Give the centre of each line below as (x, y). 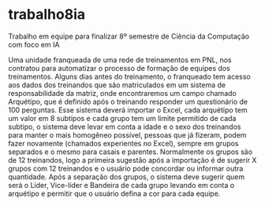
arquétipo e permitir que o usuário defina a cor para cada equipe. (114, 193)
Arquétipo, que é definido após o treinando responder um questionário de (128, 101)
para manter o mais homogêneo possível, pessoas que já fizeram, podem (127, 134)
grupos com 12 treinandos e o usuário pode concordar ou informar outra (126, 168)
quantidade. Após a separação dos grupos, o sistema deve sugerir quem (127, 177)
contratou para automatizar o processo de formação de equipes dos (119, 68)
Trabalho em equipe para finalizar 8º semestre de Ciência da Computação (129, 36)
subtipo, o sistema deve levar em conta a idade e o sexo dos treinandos (125, 127)
